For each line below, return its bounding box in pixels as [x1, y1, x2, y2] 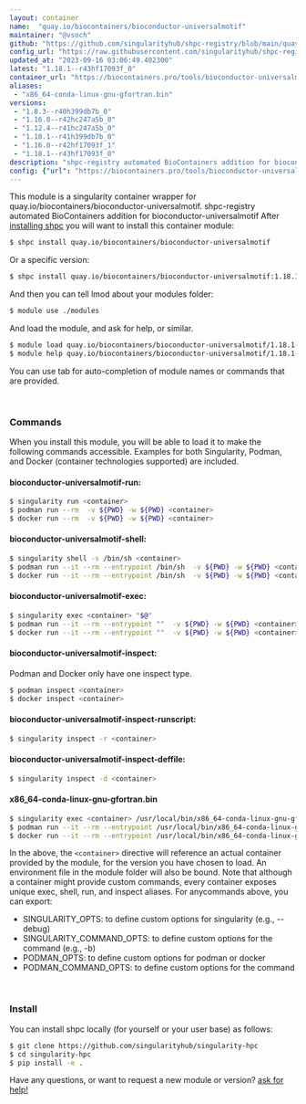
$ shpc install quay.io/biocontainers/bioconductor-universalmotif [9, 238, 271, 247]
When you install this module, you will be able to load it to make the [9, 436, 262, 447]
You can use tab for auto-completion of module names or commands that [9, 365, 285, 376]
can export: [9, 896, 53, 907]
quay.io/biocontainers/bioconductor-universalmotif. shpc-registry [9, 201, 256, 212]
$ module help [9, 349, 64, 358]
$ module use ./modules [9, 307, 100, 316]
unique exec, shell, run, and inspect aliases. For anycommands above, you [9, 887, 289, 898]
